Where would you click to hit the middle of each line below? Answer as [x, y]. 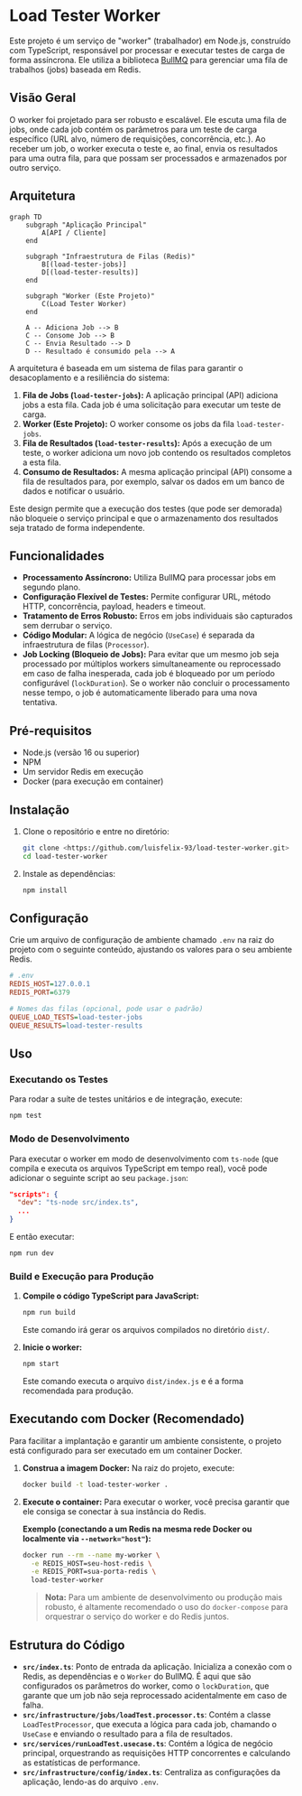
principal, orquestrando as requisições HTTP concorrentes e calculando [156, 1753]
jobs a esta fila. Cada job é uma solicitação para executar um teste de [151, 405]
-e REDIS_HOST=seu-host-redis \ [92, 1563]
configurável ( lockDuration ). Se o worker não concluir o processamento [156, 684]
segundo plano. [51, 587]
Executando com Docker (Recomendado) [127, 1419]
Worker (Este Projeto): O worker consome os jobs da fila [128, 423]
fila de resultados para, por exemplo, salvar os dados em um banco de [154, 481]
